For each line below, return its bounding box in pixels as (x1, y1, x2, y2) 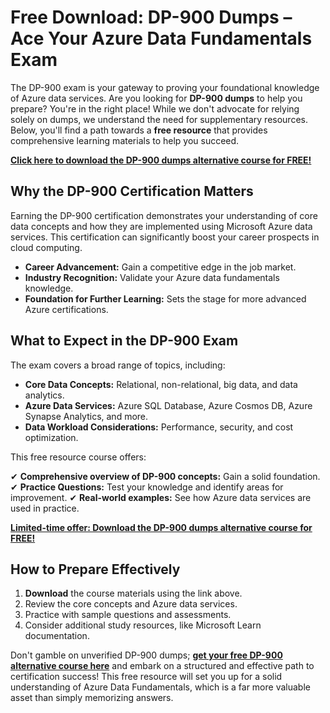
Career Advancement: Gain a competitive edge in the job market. (24, 261, 297, 273)
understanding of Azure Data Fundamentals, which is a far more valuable (10, 681, 311, 693)
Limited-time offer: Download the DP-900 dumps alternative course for (10, 521, 313, 533)
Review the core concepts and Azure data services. (24, 598, 238, 610)
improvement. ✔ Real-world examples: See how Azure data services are (10, 491, 312, 503)
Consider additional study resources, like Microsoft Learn (24, 619, 262, 631)
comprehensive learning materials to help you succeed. (10, 134, 240, 146)
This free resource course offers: (10, 451, 147, 463)
